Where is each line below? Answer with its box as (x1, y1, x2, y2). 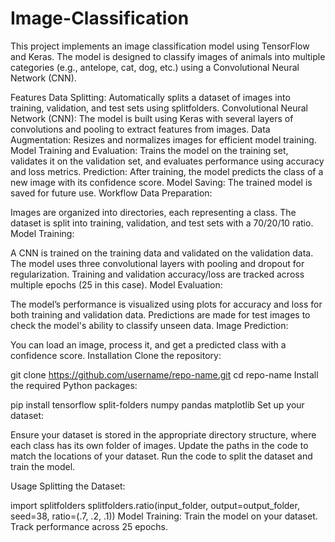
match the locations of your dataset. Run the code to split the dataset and (10, 450, 313, 462)
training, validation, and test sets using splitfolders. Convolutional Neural (10, 102, 308, 114)
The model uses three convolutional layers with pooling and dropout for (10, 257, 305, 269)
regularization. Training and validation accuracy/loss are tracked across (10, 268, 305, 280)
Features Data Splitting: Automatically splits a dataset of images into (10, 91, 291, 103)
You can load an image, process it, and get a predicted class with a (10, 338, 287, 351)
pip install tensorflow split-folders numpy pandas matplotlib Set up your (10, 398, 305, 411)
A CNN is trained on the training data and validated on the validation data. (10, 247, 314, 259)
